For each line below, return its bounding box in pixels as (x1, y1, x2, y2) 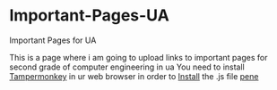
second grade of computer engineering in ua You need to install (9, 61, 245, 72)
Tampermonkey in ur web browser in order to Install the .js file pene (9, 70, 259, 81)
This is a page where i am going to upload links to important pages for (9, 52, 268, 62)
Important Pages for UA (9, 35, 97, 45)
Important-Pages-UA (9, 5, 170, 26)
